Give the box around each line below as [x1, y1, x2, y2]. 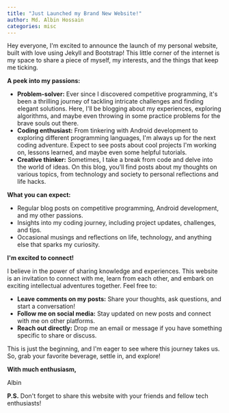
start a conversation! [16, 303, 75, 311]
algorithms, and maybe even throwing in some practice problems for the [16, 112, 221, 120]
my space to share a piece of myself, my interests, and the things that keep [7, 56, 219, 64]
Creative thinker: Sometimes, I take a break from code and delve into [16, 156, 213, 164]
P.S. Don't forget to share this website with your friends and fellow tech [7, 392, 208, 400]
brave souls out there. [16, 119, 79, 128]
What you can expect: [7, 191, 71, 199]
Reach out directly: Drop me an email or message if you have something [16, 324, 222, 333]
